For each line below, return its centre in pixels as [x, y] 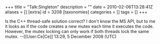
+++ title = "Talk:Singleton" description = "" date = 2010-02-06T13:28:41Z [79, 7]
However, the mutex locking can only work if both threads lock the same [77, 31]
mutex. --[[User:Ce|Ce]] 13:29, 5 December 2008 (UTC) [61, 36]
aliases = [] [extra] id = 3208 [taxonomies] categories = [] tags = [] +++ [76, 12]
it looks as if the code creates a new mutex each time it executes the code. [80, 26]
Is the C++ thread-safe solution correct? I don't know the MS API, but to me [80, 21]
